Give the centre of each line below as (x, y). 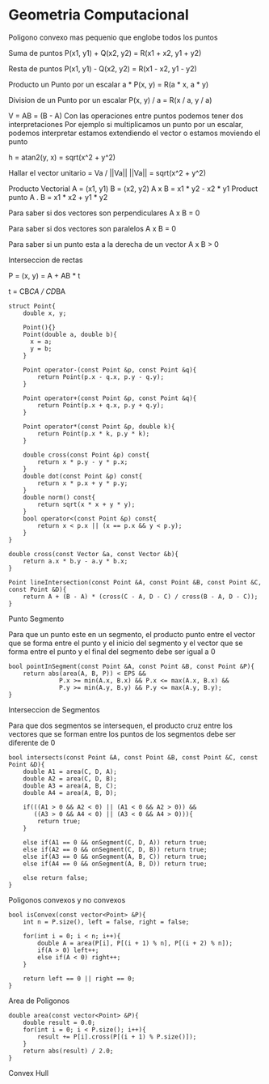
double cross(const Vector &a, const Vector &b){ (94, 554)
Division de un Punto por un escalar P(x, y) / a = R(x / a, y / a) (110, 100)
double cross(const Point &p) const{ (86, 455)
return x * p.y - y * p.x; (83, 462)
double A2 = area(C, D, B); (70, 779)
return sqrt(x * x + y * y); (86, 504)
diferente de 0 (32, 742)
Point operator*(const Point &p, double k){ (99, 427)
